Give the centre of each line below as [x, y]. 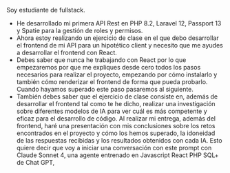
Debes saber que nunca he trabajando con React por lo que [101, 60]
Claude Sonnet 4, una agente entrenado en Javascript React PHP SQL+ [117, 155]
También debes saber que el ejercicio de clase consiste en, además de [117, 96]
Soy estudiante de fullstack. [46, 10]
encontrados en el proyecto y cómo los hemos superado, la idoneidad [116, 133]
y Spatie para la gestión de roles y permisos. [80, 31]
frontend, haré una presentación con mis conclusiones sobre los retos [116, 126]
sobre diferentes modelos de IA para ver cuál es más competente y [112, 111]
